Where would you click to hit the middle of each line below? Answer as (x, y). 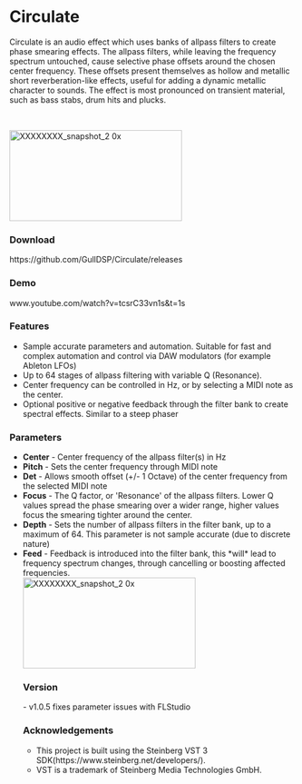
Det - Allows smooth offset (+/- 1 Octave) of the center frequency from (155, 476)
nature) (36, 544)
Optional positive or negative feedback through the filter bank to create (155, 404)
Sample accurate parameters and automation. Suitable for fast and (147, 346)
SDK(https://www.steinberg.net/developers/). (121, 759)
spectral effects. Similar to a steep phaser (100, 413)
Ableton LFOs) (49, 365)
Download (33, 240)
